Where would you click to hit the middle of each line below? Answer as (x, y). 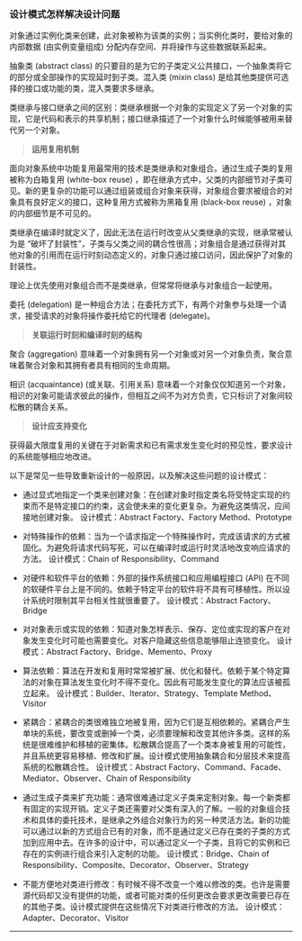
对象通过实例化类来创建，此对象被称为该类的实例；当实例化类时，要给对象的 (151, 36)
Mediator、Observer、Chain (75, 778)
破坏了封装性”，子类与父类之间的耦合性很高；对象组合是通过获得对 (155, 244)
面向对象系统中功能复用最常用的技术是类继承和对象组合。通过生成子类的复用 (151, 168)
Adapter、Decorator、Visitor (75, 918)
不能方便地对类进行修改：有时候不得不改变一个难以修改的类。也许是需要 (156, 884)
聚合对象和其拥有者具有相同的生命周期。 (100, 366)
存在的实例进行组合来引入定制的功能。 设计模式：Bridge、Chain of (146, 854)
